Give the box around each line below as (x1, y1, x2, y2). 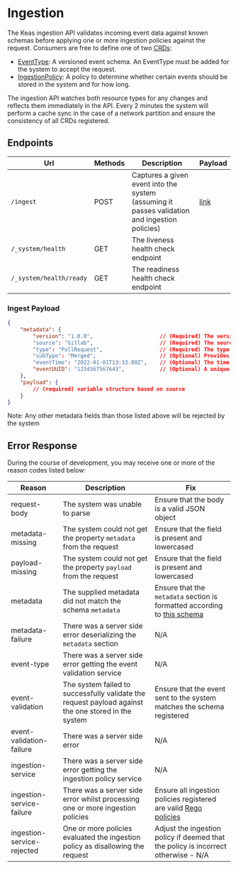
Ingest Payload (7, 303, 60, 313)
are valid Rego (154, 803, 203, 813)
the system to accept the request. (17, 65, 117, 73)
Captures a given (132, 170, 189, 180)
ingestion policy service (62, 774, 142, 784)
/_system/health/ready (11, 274, 87, 282)
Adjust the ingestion (154, 824, 222, 833)
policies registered (154, 794, 217, 804)
